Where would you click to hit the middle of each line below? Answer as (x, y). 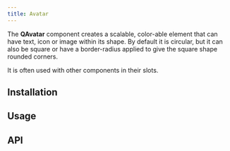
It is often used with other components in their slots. (83, 70)
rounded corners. (33, 56)
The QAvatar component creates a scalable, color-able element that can (113, 34)
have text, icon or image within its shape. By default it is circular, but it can (115, 41)
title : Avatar (28, 14)
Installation (32, 92)
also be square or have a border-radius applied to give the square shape (112, 49)
